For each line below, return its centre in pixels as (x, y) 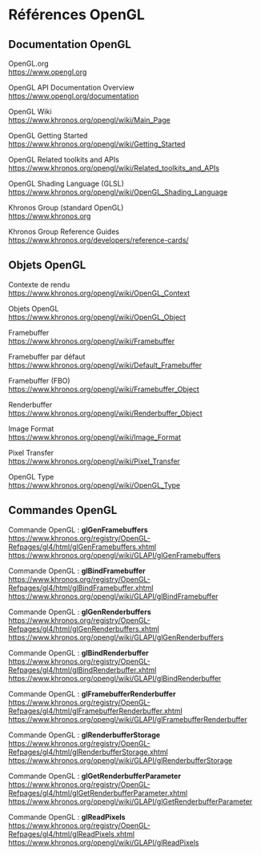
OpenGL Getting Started (48, 135)
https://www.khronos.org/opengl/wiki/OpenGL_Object (97, 317)
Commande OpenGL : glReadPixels (67, 817)
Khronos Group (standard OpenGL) (66, 207)
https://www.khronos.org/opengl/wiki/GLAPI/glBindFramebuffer (113, 596)
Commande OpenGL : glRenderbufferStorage (84, 735)
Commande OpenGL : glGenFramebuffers (78, 529)
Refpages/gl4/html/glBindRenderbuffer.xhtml (82, 669)
